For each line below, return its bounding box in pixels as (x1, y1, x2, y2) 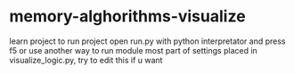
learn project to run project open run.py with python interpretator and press (9, 36, 286, 46)
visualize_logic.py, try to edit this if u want (9, 54, 163, 65)
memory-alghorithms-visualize (9, 6, 247, 27)
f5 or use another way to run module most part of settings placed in (9, 45, 258, 55)
